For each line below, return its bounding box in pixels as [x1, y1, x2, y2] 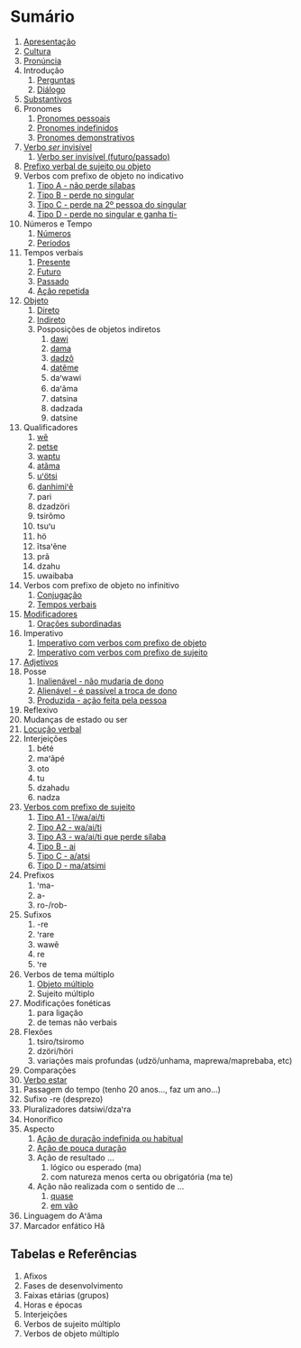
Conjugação [36, 589, 82, 600]
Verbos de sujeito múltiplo [23, 1318, 121, 1329]
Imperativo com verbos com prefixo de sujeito [36, 647, 208, 658]
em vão [50, 1200, 78, 1211]
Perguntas [36, 74, 76, 85]
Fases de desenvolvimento [23, 1279, 123, 1291]
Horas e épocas [23, 1299, 83, 1310]
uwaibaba [36, 570, 74, 581]
